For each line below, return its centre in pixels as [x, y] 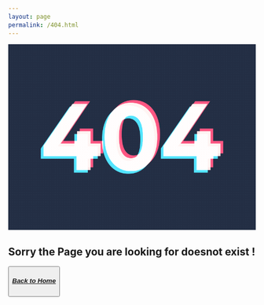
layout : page [29, 17]
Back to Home [34, 280]
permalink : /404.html [44, 25]
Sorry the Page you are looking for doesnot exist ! [132, 252]
